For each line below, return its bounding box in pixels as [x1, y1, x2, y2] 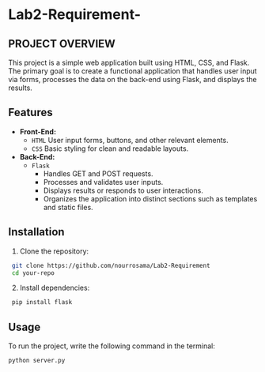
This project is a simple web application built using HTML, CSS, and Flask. [8, 58, 250, 67]
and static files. [43, 202, 93, 212]
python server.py [8, 357, 66, 365]
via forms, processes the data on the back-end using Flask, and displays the [8, 75, 257, 84]
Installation [8, 225, 65, 239]
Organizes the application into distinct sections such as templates [43, 194, 258, 203]
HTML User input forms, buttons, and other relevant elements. [31, 135, 229, 145]
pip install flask [11, 299, 73, 306]
